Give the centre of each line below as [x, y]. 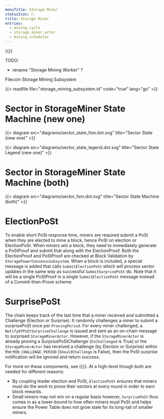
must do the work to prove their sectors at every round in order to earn [83, 386]
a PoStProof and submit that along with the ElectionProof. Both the [72, 250]
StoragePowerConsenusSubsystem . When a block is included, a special [74, 261]
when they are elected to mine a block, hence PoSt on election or [71, 240]
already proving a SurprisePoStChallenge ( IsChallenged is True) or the [76, 341]
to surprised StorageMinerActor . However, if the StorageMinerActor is [74, 336]
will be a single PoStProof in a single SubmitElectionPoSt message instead [80, 276]
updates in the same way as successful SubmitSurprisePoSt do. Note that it [81, 271]
